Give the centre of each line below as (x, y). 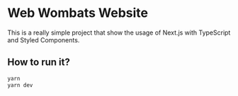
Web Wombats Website (78, 13)
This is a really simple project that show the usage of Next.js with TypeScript (119, 32)
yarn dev (20, 85)
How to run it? (39, 62)
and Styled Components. (44, 40)
